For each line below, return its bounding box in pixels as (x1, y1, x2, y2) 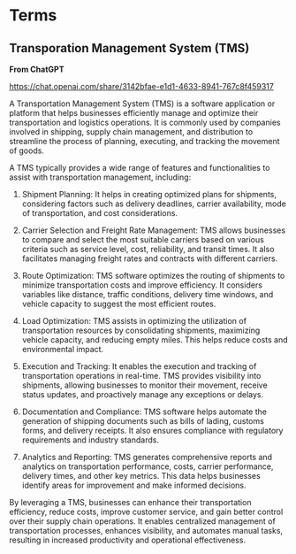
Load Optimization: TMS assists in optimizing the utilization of (21, 316, 247, 326)
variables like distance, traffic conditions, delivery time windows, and (21, 289, 274, 299)
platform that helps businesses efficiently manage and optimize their (9, 108, 259, 118)
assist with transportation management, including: (9, 172, 192, 182)
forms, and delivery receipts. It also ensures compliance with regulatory (21, 426, 284, 435)
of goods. (9, 145, 44, 156)
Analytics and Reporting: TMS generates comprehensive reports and (21, 452, 272, 462)
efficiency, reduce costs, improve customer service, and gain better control (9, 506, 284, 517)
